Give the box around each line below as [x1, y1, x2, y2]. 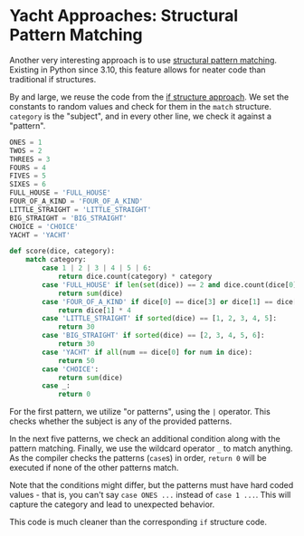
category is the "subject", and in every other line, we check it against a [9, 110, 272, 121]
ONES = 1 [9, 138, 43, 147]
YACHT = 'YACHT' [9, 230, 71, 240]
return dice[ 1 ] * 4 [57, 305, 131, 315]
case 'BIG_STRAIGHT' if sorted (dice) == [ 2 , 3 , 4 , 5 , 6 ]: [42, 331, 265, 340]
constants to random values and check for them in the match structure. [9, 100, 271, 111]
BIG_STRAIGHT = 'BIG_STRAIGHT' [9, 214, 128, 223]
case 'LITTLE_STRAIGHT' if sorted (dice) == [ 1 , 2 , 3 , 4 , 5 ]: [42, 314, 278, 323]
